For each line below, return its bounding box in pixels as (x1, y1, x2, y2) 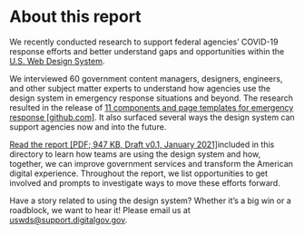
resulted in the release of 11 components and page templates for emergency (9, 102, 294, 112)
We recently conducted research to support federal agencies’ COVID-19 (9, 36, 279, 47)
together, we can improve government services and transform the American (9, 158, 293, 169)
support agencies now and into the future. (9, 121, 167, 132)
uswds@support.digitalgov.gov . (9, 214, 128, 225)
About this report (9, 6, 142, 27)
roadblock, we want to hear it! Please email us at (9, 204, 191, 215)
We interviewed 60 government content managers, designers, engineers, (9, 73, 283, 83)
